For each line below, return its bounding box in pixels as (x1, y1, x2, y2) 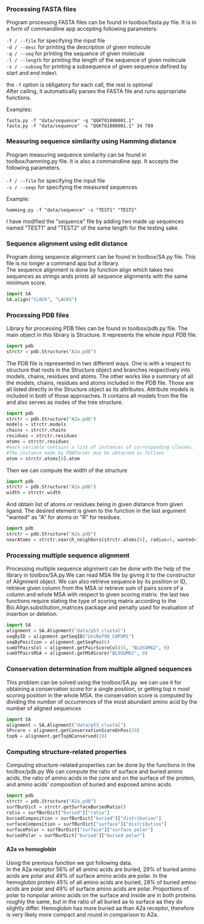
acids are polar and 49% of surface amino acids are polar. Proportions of (6, 885, 189, 892)
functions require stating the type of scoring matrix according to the (6, 598, 177, 605)
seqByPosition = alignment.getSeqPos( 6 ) (6, 639, 110, 645)
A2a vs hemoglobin (6, 845, 56, 853)
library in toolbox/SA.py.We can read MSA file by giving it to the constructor (6, 571, 196, 579)
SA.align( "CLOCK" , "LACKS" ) (6, 296, 78, 303)
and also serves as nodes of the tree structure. (6, 398, 123, 406)
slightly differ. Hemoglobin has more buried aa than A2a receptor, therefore (6, 904, 194, 912)
